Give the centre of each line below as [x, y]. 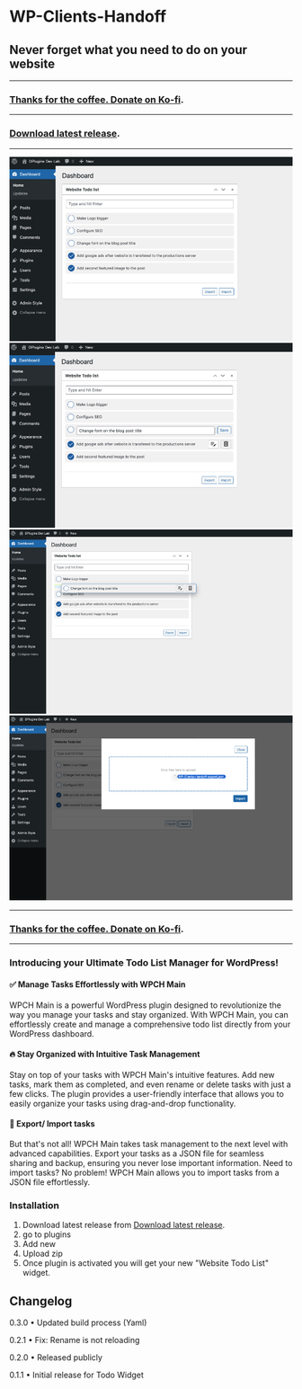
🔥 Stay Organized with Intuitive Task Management [105, 1055]
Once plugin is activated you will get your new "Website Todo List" [146, 1263]
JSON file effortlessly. [50, 1182]
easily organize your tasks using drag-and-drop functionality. [123, 1103]
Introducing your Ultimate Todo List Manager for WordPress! [144, 963]
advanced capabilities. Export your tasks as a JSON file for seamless [137, 1153]
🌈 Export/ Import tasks [53, 1124]
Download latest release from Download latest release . [124, 1225]
